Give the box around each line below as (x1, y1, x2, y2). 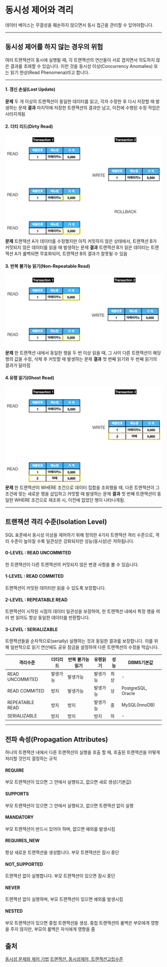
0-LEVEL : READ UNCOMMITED (5, 550, 72, 556)
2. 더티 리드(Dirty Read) (5, 123, 53, 129)
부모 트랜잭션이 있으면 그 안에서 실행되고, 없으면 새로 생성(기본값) (5, 779, 132, 785)
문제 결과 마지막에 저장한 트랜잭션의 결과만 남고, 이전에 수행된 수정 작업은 (18, 104, 161, 110)
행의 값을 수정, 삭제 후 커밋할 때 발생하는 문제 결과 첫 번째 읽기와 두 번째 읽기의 (5, 356, 158, 362)
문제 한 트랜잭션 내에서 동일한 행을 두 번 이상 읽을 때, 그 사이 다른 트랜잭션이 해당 (5, 350, 162, 356)
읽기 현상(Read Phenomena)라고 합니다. (10, 69, 89, 75)
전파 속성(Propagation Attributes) (5, 735, 108, 743)
